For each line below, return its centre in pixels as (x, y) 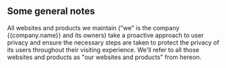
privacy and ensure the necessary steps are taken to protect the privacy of (113, 42)
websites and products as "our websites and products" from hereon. (104, 57)
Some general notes (51, 11)
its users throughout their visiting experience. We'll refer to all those (103, 49)
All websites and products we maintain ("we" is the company (93, 27)
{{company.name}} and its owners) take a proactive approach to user (106, 35)
